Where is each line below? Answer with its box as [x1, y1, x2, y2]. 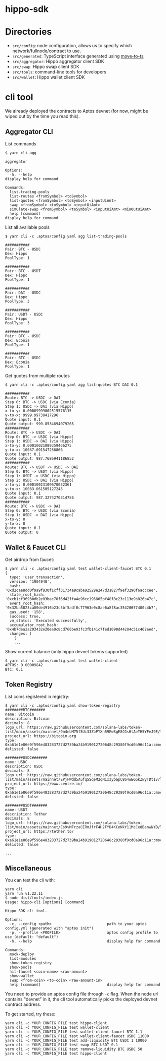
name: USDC [5, 759, 28, 764]
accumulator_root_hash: [9, 623, 58, 627]
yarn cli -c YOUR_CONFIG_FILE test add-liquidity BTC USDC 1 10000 [5, 1038, 147, 1043]
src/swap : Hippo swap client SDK [12, 63, 80, 70]
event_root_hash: [9, 601, 45, 606]
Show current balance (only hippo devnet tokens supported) [5, 648, 128, 654]
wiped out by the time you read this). [5, 113, 80, 120]
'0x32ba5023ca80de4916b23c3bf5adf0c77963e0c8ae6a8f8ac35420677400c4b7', [5, 605, 158, 610]
